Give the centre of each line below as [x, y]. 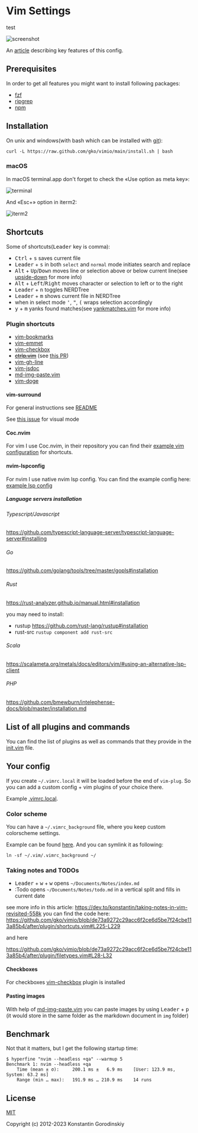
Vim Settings [38, 11]
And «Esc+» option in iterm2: [42, 202]
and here [17, 938]
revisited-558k [24, 914]
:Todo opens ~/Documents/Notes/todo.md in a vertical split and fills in [97, 890]
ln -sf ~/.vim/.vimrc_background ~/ [51, 855]
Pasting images [26, 996]
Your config [28, 767]
